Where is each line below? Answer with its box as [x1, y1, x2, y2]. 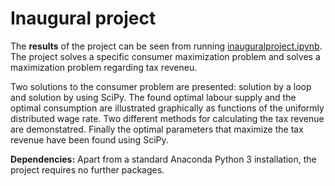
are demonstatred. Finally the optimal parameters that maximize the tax [10, 123, 304, 135]
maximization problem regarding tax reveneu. [10, 61, 198, 73]
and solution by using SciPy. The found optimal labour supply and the [10, 91, 297, 103]
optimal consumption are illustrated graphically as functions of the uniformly [10, 102, 325, 114]
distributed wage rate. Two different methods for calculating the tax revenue [10, 112, 325, 124]
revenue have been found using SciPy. [10, 133, 169, 146]
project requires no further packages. [10, 163, 165, 176]
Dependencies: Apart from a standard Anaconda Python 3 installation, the [10, 153, 317, 165]
